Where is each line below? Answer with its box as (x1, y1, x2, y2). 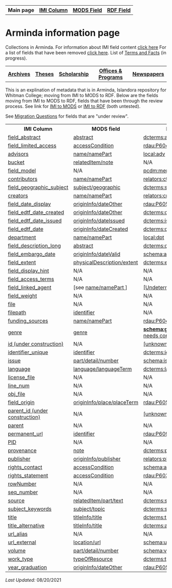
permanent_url (8, 430, 43, 437)
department (8, 234, 36, 241)
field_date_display (8, 200, 51, 207)
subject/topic (73, 505, 105, 513)
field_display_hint (8, 267, 50, 274)
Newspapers (132, 70, 164, 78)
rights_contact (8, 463, 42, 470)
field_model (8, 167, 36, 174)
